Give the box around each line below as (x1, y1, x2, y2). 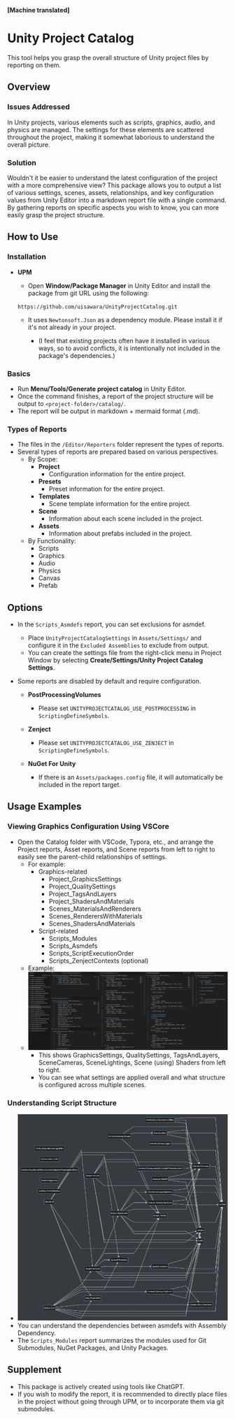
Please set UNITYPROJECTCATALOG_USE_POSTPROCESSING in (38, 704, 197, 712)
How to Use (7, 231, 59, 243)
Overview (7, 81, 51, 93)
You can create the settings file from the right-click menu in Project (27, 649, 222, 657)
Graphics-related (38, 867, 87, 876)
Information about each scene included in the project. (48, 514, 204, 523)
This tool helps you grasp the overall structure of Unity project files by (7, 53, 209, 62)
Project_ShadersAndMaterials (48, 897, 134, 905)
